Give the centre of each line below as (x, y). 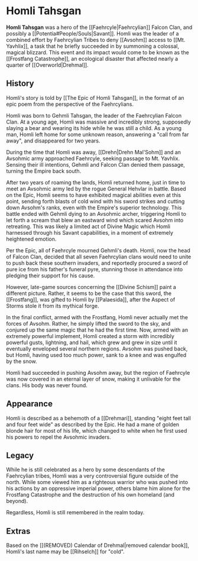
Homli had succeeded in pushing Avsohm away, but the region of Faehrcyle (98, 372)
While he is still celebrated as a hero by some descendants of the (86, 470)
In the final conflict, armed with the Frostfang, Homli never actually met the (97, 317)
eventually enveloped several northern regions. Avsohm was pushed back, (97, 348)
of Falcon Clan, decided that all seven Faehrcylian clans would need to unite (99, 257)
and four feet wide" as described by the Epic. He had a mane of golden (92, 424)
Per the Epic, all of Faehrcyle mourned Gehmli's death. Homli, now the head (98, 250)
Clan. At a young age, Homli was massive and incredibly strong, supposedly (98, 122)
